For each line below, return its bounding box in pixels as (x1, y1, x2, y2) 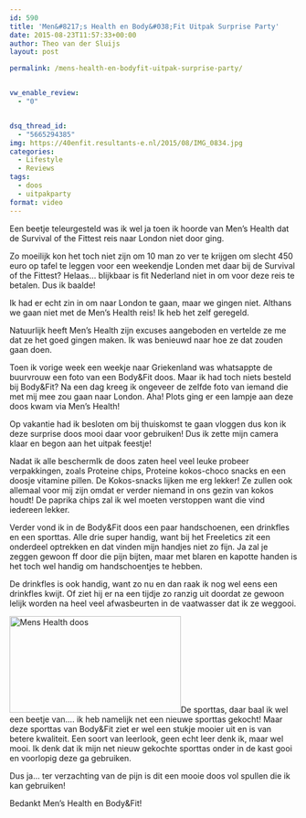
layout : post (9, 48, 59, 57)
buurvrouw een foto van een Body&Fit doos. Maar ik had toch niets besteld (9, 371, 292, 382)
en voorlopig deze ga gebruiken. (9, 752, 132, 763)
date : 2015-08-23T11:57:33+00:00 (9, 30, 137, 39)
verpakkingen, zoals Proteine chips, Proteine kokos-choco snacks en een (9, 465, 286, 476)
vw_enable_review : (9, 89, 79, 98)
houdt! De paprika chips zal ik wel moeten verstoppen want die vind (9, 494, 265, 505)
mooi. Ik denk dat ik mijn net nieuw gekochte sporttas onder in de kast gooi (9, 742, 292, 754)
